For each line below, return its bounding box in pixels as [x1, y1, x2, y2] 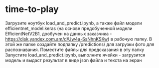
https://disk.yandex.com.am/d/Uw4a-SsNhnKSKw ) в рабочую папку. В [5, 36, 152, 42]
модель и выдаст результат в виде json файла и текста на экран [5, 57, 142, 63]
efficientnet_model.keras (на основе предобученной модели [5, 25, 133, 31]
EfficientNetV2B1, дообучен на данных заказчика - [5, 30, 112, 36]
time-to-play [5, 3, 59, 15]
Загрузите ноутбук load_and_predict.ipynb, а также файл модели [5, 20, 142, 26]
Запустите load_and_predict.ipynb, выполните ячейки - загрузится [5, 51, 146, 58]
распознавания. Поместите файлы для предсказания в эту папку [5, 46, 145, 52]
